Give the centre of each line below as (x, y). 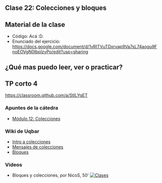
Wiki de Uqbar (22, 131)
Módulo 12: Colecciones (36, 118)
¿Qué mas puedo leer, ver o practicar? (64, 67)
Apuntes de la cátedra (32, 108)
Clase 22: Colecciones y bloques (56, 8)
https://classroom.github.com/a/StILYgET (46, 95)
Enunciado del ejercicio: (36, 41)
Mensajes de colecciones (38, 147)
